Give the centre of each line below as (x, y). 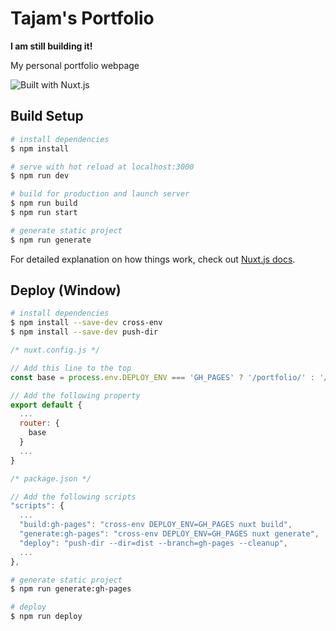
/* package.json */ (51, 478)
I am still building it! (51, 46)
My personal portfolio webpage (75, 65)
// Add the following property (75, 395)
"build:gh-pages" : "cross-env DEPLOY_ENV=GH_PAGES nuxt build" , (156, 525)
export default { (46, 405)
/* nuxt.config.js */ (55, 350)
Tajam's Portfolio (82, 18)
